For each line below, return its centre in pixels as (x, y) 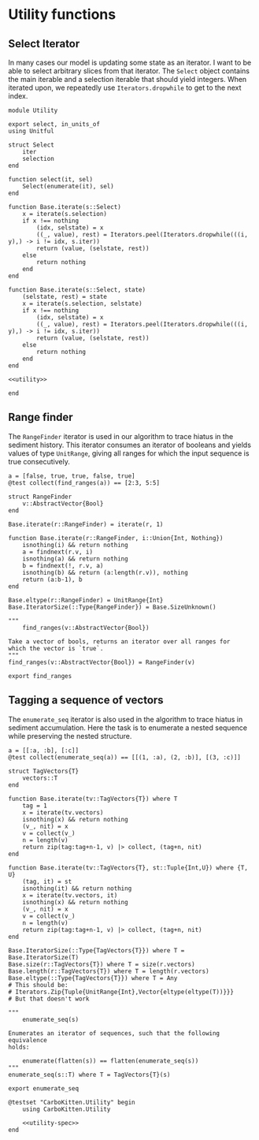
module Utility (33, 110)
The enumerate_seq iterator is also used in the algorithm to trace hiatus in (126, 719)
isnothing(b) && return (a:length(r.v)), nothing (105, 572)
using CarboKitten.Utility (67, 1109)
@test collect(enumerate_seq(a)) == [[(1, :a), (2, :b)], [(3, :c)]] (125, 757)
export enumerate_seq (44, 1088)
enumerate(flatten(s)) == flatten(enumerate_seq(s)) (111, 1061)
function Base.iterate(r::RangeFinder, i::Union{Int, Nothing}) (116, 538)
